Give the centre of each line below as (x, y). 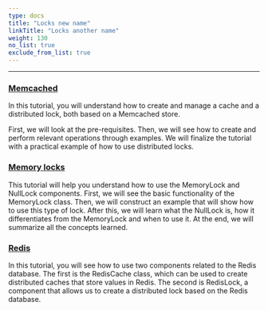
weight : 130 (28, 38)
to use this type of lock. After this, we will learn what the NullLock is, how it (132, 210)
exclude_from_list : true (49, 53)
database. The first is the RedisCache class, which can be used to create (128, 273)
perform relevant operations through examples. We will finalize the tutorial (130, 138)
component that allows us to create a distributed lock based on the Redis (128, 290)
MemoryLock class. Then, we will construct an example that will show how (131, 201)
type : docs (26, 16)
